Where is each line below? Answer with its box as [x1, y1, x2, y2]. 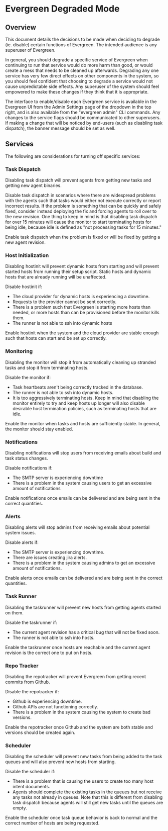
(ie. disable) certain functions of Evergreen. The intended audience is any [5, 42, 157, 48]
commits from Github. [5, 679, 50, 685]
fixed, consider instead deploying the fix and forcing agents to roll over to [5, 208, 157, 214]
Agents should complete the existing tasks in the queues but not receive [12, 789, 162, 795]
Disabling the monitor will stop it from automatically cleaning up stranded [5, 359, 156, 365]
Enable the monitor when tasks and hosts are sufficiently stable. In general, [5, 420, 160, 426]
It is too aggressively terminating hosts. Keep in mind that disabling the [12, 395, 159, 401]
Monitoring [5, 348, 33, 355]
